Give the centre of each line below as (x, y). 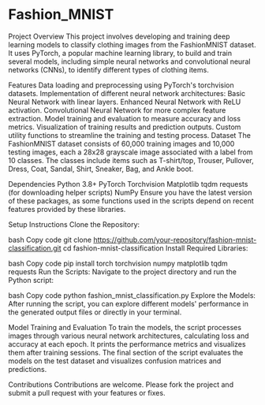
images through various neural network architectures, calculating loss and (129, 336)
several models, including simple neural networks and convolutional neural (129, 61)
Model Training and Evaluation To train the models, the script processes (125, 327)
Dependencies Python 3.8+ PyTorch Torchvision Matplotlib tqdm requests (128, 184)
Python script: (31, 280)
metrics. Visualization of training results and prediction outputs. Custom (125, 127)
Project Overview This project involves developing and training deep (119, 36)
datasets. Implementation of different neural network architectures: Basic (127, 93)
